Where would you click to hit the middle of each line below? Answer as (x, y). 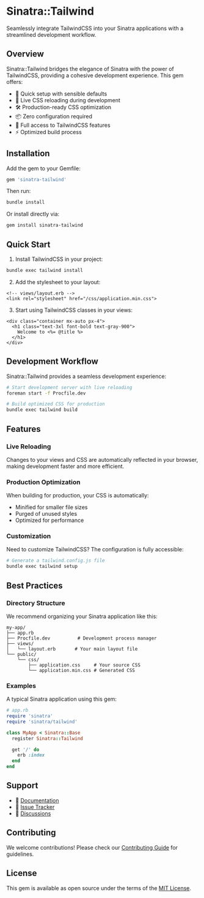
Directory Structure (36, 603)
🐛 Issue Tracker (35, 807)
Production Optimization (43, 482)
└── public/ (21, 654)
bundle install (26, 202)
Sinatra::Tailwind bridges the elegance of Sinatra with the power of (90, 69)
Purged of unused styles (46, 514)
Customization (29, 536)
